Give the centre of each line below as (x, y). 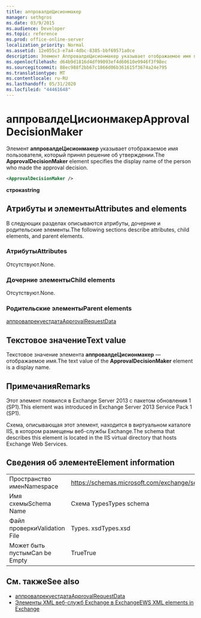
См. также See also (43, 582)
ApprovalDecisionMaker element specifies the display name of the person (99, 161)
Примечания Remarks (48, 386)
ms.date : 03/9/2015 (31, 23)
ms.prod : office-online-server (45, 39)
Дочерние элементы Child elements (61, 280)
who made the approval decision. (47, 168)
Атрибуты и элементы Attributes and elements (97, 209)
